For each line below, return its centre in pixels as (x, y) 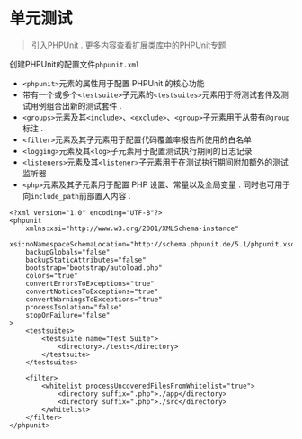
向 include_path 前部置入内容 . (76, 195)
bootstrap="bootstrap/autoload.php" (94, 268)
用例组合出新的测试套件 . (76, 105)
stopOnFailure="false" (68, 315)
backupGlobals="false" (68, 252)
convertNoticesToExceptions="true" (92, 291)
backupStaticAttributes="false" (86, 260)
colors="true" (52, 275)
